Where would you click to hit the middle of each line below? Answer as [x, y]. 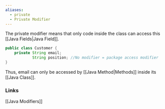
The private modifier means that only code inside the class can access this [83, 34]
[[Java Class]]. [20, 77]
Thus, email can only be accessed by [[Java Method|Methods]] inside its [81, 72]
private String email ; [38, 53]
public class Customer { [31, 48]
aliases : [14, 10]
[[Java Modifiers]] [24, 101]
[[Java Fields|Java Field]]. [32, 39]
